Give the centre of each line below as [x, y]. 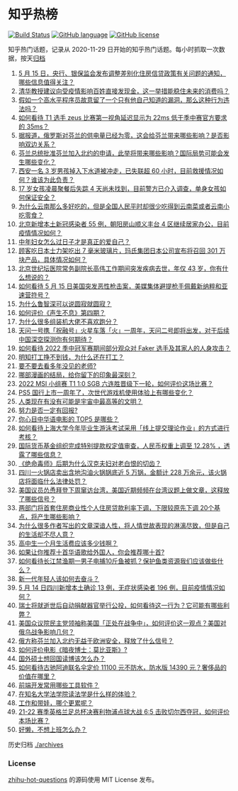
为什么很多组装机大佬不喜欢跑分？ [68, 321]
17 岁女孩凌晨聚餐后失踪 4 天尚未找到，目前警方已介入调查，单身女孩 [119, 188]
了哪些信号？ [37, 499]
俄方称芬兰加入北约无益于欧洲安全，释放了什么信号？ [96, 641]
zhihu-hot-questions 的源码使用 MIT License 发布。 [83, 780]
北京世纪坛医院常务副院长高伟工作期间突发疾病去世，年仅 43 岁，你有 [120, 268]
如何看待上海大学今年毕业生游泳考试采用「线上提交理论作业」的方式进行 [124, 428]
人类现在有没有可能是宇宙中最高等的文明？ [80, 401]
